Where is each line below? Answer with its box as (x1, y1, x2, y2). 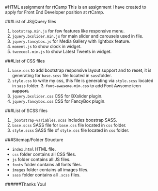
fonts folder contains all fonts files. (12, 162, 82, 167)
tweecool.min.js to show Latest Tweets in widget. (12, 48, 112, 54)
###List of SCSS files (5, 108, 47, 113)
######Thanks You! (5, 181, 46, 187)
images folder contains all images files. (12, 167, 89, 173)
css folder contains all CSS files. (12, 151, 77, 157)
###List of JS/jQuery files (5, 19, 57, 24)
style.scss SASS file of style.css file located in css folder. (12, 127, 129, 133)
